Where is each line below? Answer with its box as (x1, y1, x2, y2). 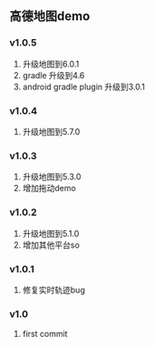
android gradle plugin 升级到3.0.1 (22, 81, 146, 92)
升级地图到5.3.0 (22, 171, 82, 182)
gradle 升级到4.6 (22, 69, 85, 80)
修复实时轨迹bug (22, 284, 86, 295)
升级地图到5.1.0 (22, 228, 80, 239)
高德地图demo (9, 8, 91, 25)
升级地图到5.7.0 (22, 126, 81, 137)
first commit (22, 329, 68, 340)
